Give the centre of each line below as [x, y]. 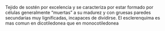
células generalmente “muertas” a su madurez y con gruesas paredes [78, 12]
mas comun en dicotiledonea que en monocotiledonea [62, 23]
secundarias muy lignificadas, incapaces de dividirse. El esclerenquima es [83, 18]
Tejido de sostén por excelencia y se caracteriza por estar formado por [79, 7]
